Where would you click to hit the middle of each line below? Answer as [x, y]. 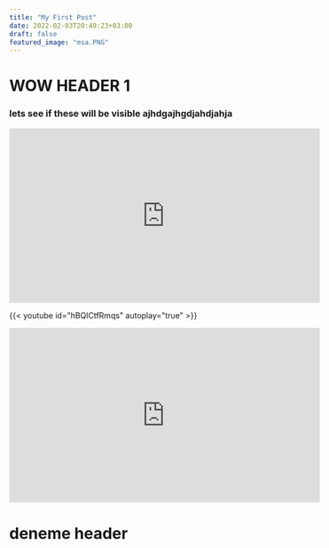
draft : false [33, 34]
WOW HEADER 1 [70, 86]
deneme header [69, 533]
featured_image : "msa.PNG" [59, 42]
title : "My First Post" [53, 17]
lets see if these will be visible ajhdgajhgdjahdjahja [121, 114]
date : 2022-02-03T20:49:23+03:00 [71, 26]
